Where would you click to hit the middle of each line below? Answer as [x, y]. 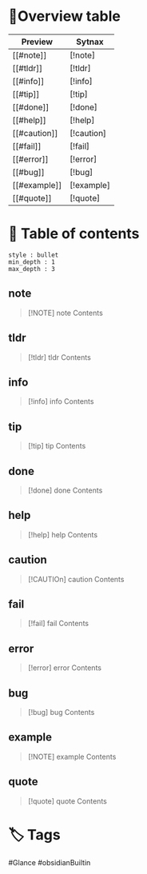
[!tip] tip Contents [57, 446]
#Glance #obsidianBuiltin [50, 862]
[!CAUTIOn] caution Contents [76, 579]
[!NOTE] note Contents [66, 313]
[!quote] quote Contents [68, 801]
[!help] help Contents [63, 534]
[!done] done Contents [65, 490]
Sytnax [89, 42]
